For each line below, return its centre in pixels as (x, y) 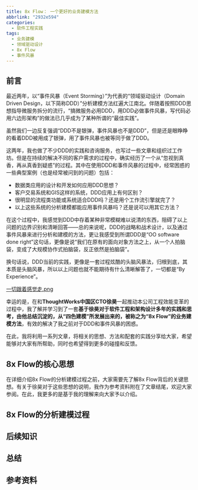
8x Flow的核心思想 (40, 364)
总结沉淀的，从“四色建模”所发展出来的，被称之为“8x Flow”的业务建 (109, 317)
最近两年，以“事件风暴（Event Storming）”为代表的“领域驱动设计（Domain (95, 96)
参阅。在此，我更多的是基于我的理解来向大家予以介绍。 (73, 394)
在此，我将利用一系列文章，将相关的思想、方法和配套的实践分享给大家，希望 (99, 336)
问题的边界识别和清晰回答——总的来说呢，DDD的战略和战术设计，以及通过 (97, 227)
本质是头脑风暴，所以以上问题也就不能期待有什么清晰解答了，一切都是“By (96, 269)
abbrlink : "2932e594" (33, 17)
